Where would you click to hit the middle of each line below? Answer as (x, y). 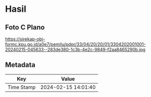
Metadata (20, 65)
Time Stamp (22, 87)
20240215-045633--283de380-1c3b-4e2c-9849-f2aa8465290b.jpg (75, 49)
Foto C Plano (25, 27)
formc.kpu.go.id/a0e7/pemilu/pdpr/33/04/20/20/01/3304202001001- (75, 44)
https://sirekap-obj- (25, 39)
